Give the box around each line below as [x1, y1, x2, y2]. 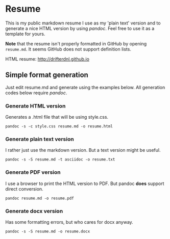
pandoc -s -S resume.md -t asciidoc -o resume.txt [5, 157, 115, 162]
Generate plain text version [5, 136, 74, 143]
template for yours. [5, 31, 45, 37]
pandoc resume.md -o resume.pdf [5, 196, 74, 201]
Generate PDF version [5, 169, 61, 176]
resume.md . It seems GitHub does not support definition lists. [5, 46, 132, 52]
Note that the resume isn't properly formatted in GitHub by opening [5, 40, 147, 46]
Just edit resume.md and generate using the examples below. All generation [5, 84, 165, 90]
